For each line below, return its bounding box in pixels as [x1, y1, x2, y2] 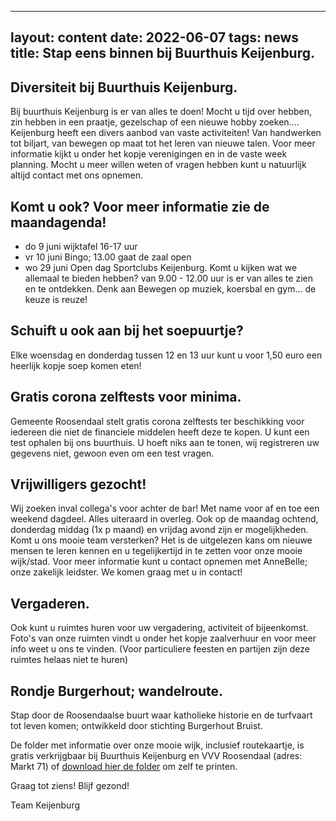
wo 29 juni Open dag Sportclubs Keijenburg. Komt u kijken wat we [24, 262, 298, 274]
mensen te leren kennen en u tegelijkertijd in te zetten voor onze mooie [10, 545, 303, 557]
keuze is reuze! [24, 294, 88, 306]
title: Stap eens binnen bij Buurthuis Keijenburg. [10, 45, 316, 62]
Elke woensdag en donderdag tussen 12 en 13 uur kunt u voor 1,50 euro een [10, 349, 323, 361]
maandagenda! [10, 214, 107, 231]
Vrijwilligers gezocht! [10, 476, 147, 493]
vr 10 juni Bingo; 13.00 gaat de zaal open [24, 251, 192, 263]
